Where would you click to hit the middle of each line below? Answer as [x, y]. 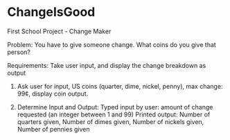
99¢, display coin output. [53, 94]
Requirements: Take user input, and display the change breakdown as [107, 65]
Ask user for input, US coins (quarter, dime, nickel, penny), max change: [120, 86]
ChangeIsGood [51, 12]
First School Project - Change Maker [59, 31]
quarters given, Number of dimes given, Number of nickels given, [110, 121]
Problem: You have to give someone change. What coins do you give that [112, 44]
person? [19, 52]
